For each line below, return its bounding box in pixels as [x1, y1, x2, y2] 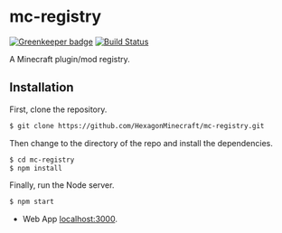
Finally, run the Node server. [9, 180, 115, 191]
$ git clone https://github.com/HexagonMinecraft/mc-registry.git [9, 121, 265, 130]
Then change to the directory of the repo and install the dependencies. [9, 137, 273, 148]
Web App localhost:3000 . [22, 214, 117, 225]
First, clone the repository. [9, 104, 108, 115]
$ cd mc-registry [9, 155, 75, 164]
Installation [9, 79, 74, 96]
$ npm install [9, 163, 63, 172]
